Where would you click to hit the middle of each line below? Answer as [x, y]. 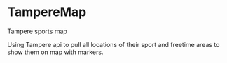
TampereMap [47, 12]
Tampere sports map [37, 31]
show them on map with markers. [55, 52]
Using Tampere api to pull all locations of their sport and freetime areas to [113, 44]
